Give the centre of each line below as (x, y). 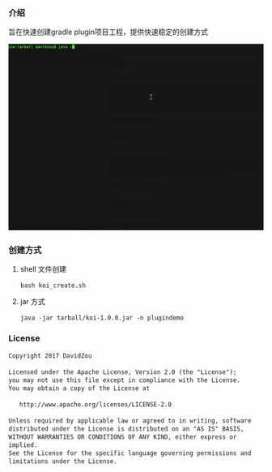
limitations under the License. (63, 461)
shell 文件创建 (43, 268)
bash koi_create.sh (53, 285)
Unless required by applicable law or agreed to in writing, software (130, 421)
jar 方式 (33, 301)
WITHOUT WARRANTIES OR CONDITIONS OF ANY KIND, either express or (123, 437)
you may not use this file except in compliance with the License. (125, 380)
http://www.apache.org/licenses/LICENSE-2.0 (96, 405)
